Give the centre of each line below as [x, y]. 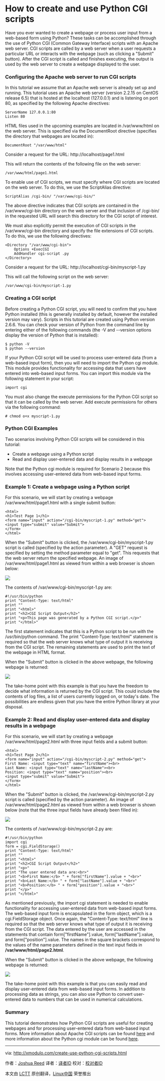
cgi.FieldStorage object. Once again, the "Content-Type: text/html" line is [79, 919]
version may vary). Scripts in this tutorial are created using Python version [80, 319]
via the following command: [33, 407]
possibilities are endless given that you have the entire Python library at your [82, 702]
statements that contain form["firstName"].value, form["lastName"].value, [80, 935]
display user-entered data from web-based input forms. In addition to [75, 989]
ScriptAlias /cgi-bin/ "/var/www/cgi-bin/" [50, 197]
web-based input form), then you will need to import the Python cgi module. [82, 363]
